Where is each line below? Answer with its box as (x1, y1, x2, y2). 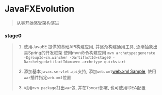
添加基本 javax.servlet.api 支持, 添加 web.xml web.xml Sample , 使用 (23, 68, 156, 74)
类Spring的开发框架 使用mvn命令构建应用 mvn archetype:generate (23, 50, 156, 56)
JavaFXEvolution (4, 3, 75, 14)
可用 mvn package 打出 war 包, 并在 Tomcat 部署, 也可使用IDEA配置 (23, 85, 146, 91)
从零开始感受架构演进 (16, 20, 59, 26)
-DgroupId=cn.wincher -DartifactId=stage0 (23, 55, 111, 60)
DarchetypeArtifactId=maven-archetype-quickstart (23, 59, 127, 65)
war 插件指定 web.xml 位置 (23, 75, 71, 81)
